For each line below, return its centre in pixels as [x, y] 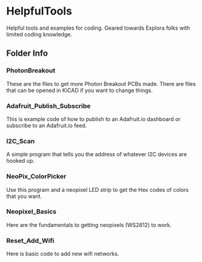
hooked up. [20, 161]
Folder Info [27, 54]
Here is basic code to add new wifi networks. [63, 254]
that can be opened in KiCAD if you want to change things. [79, 90]
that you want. [24, 196]
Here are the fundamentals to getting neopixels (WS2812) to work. [89, 224]
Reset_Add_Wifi [30, 240]
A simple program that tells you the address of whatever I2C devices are [96, 154]
